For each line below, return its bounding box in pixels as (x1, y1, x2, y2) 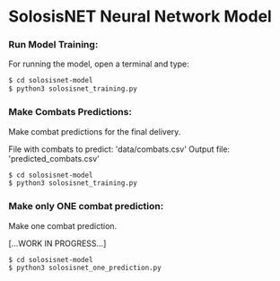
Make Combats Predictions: (8, 106, 132, 119)
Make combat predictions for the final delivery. (8, 126, 181, 136)
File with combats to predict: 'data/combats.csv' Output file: (8, 144, 231, 154)
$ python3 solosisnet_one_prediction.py (8, 263, 162, 273)
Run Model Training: (8, 39, 99, 51)
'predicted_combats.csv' (8, 153, 101, 163)
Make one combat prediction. (8, 220, 118, 231)
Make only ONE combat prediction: (8, 200, 164, 213)
